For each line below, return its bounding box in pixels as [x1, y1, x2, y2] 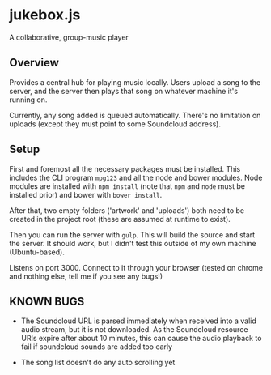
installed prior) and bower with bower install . [9, 190, 163, 199]
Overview [9, 56, 60, 70]
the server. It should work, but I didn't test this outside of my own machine [9, 238, 257, 248]
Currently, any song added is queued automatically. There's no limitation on [9, 110, 261, 120]
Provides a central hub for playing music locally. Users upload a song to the [9, 77, 261, 87]
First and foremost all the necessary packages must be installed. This [9, 164, 241, 173]
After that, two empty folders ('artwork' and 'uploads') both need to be [9, 205, 245, 215]
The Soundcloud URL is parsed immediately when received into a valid [20, 316, 257, 326]
